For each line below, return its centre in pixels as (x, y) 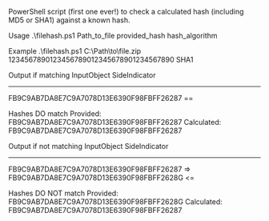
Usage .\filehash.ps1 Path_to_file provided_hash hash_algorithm (113, 36)
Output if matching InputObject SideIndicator (82, 75)
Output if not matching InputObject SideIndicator (88, 146)
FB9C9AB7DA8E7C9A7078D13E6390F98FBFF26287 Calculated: (115, 122)
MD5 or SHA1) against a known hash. (69, 20)
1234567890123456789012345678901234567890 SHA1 (101, 60)
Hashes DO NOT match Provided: (63, 193)
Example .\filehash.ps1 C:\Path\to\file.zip (75, 51)
